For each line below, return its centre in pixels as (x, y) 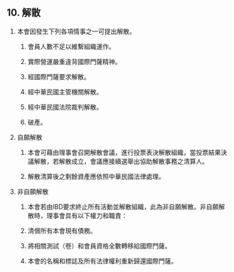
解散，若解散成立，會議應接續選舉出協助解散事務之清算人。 (121, 161)
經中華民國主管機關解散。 (65, 92)
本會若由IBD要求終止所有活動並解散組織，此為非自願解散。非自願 (123, 206)
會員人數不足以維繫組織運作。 (71, 46)
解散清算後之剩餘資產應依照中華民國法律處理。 (96, 176)
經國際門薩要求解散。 (59, 76)
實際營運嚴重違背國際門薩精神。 (74, 61)
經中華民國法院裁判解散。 (65, 107)
